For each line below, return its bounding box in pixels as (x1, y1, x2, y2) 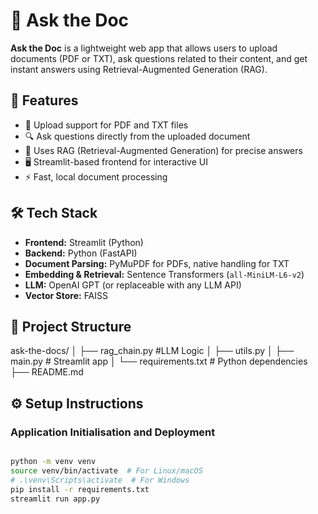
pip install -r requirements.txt (10, 484, 150, 494)
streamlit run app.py (10, 494, 101, 504)
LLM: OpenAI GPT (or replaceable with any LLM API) (24, 279, 242, 291)
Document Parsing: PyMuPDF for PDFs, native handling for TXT (24, 257, 290, 269)
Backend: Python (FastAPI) (24, 247, 138, 259)
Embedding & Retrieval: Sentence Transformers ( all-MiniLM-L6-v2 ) (24, 268, 305, 280)
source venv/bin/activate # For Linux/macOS (10, 465, 203, 476)
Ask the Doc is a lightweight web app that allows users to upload (10, 42, 278, 54)
